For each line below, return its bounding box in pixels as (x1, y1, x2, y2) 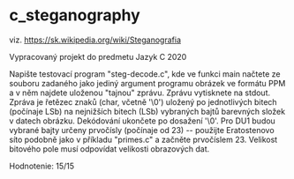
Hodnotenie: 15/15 (9, 160, 75, 171)
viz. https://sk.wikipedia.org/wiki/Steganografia (9, 34, 181, 45)
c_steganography (9, 5, 141, 26)
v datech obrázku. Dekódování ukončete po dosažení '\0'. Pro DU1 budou (9, 116, 275, 126)
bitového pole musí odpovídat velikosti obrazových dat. (9, 143, 210, 154)
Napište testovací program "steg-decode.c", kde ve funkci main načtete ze (9, 68, 281, 79)
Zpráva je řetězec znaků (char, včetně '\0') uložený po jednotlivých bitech (9, 96, 277, 107)
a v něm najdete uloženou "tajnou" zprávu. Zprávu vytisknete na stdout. (9, 87, 271, 98)
